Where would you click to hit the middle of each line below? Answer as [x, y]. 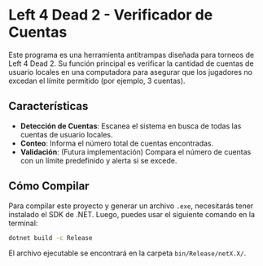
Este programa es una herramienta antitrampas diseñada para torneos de [131, 55]
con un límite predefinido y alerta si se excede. [99, 160]
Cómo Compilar [49, 186]
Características [48, 106]
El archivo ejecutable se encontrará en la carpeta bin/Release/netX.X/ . [127, 253]
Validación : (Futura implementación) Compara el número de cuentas [136, 151]
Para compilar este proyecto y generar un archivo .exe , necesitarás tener [131, 206]
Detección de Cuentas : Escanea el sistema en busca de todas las [131, 126]
